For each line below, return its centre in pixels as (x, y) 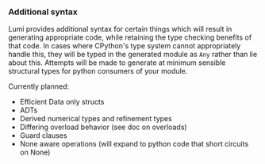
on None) (35, 152)
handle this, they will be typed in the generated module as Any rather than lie (133, 55)
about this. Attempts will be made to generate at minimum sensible (117, 63)
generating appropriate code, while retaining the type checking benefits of (130, 37)
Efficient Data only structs (62, 102)
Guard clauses (43, 135)
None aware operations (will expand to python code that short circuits (134, 144)
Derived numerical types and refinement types (96, 119)
